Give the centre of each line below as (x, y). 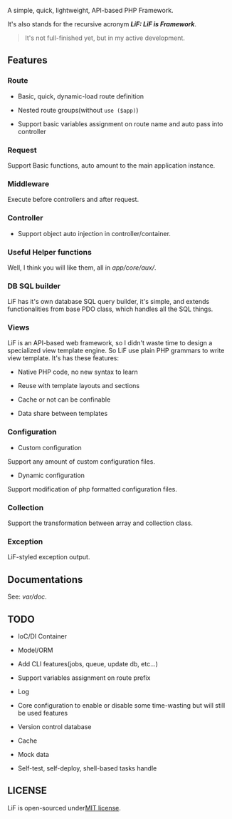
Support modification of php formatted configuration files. (93, 489)
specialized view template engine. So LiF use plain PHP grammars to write (116, 351)
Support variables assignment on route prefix (84, 678)
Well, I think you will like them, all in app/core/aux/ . (82, 268)
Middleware (28, 183)
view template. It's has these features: (63, 358)
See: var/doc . (27, 597)
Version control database (54, 726)
